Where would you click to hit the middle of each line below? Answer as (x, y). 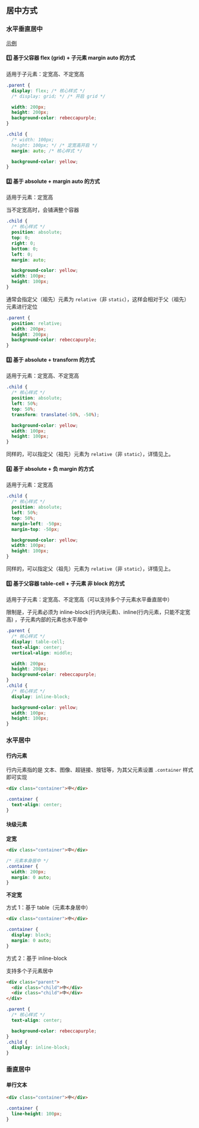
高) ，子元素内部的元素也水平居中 (47, 620)
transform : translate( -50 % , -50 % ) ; (56, 414)
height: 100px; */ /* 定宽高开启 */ (55, 145)
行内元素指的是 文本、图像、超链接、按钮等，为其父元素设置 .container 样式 (100, 770)
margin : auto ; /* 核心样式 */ (47, 151)
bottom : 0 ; (25, 249)
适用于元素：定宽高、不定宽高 (42, 376)
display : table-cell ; (38, 642)
